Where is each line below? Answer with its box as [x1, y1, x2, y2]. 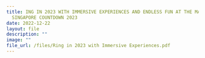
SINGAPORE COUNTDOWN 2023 [12, 14, 78, 21]
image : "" [6, 37, 32, 43]
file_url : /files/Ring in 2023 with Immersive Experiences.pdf [6, 43, 171, 49]
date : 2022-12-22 [6, 20, 51, 26]
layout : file [6, 25, 40, 32]
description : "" [6, 31, 48, 37]
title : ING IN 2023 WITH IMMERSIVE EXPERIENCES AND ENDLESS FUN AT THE [6, 8, 192, 15]
